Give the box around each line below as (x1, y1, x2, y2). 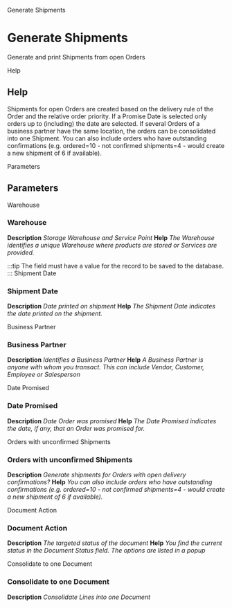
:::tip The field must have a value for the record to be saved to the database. (7, 261, 224, 270)
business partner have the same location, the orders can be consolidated (7, 127, 216, 135)
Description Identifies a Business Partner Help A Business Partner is (7, 356, 204, 364)
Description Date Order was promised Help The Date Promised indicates (7, 416, 217, 425)
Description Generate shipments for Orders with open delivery (7, 470, 186, 479)
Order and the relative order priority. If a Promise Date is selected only (7, 112, 208, 120)
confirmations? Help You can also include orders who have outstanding (7, 478, 213, 486)
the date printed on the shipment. (7, 309, 102, 317)
